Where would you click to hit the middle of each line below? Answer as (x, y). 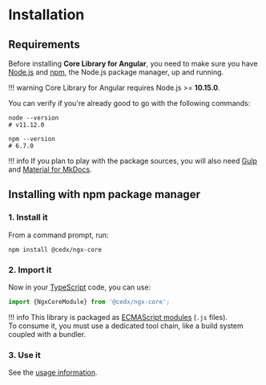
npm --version (32, 139)
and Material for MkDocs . (50, 169)
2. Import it (30, 269)
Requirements (44, 45)
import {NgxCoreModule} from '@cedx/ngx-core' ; (89, 302)
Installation (46, 15)
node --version (34, 118)
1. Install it (28, 217)
